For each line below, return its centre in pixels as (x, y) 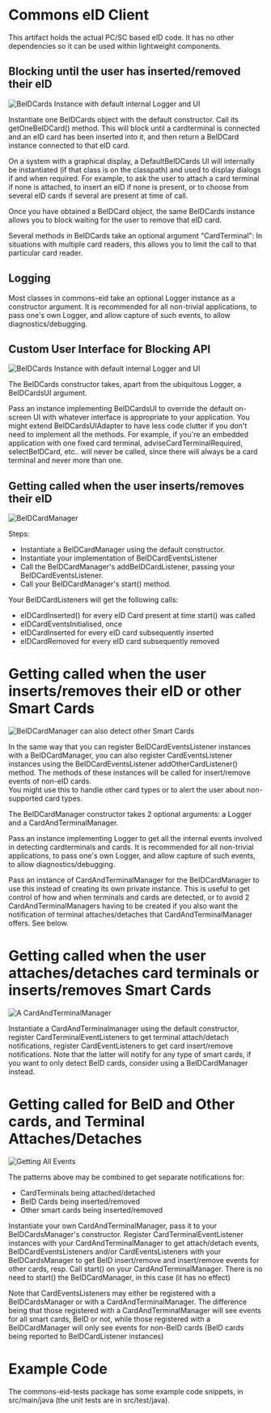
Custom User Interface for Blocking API (110, 349)
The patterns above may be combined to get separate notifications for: (126, 1177)
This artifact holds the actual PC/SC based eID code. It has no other (121, 37)
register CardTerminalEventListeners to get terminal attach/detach (119, 1037)
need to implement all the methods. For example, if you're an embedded (129, 435)
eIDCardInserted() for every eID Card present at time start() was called (138, 616)
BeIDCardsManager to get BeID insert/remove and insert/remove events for (134, 1260)
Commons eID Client (79, 15)
